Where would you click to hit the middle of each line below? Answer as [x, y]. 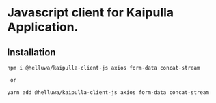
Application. [43, 27]
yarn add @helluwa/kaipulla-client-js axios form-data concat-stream [108, 92]
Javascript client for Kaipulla [91, 13]
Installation [31, 52]
